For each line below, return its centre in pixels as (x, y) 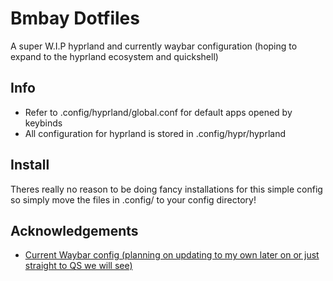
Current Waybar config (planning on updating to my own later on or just (172, 255)
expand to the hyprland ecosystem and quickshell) (114, 56)
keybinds (43, 123)
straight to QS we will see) (78, 266)
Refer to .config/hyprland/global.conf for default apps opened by (158, 112)
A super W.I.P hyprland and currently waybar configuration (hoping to (154, 46)
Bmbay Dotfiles (75, 18)
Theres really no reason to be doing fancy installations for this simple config (166, 189)
